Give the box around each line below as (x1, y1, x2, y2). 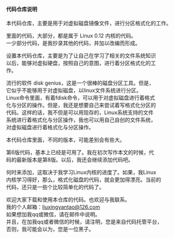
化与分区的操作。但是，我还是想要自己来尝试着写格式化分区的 (6, 102, 156, 109)
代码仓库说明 (6, 5, 37, 12)
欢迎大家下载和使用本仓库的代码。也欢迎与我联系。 (6, 196, 130, 203)
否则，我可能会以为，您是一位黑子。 (6, 226, 94, 233)
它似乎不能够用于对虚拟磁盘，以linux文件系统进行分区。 (6, 87, 142, 94)
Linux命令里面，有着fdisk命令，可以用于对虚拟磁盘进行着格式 (6, 94, 155, 102)
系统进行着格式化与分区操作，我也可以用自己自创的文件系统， (6, 116, 156, 123)
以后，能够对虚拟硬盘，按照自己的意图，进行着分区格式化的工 (6, 60, 156, 67)
